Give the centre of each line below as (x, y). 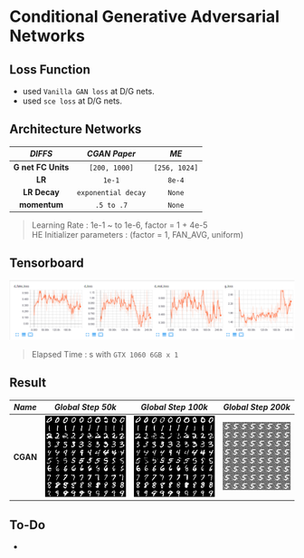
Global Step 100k (174, 407)
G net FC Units (41, 167)
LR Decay (42, 192)
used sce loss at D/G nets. (72, 101)
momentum (41, 205)
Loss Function (50, 69)
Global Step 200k (257, 407)
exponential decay (111, 193)
